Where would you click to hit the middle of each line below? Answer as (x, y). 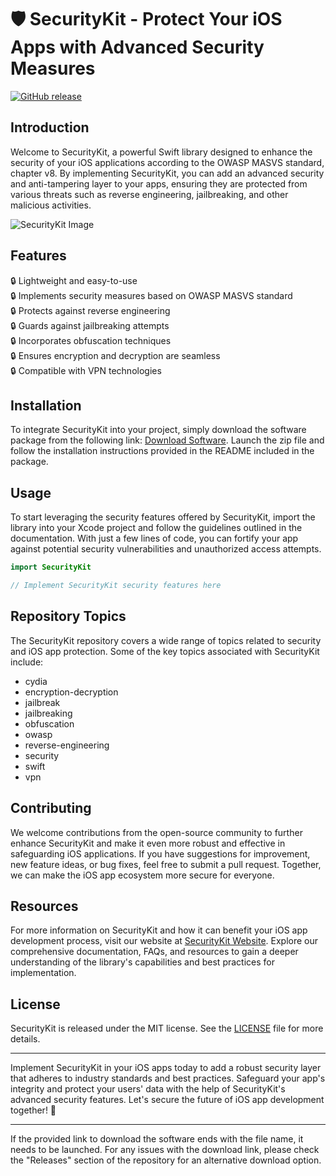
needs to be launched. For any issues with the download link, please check (165, 1150)
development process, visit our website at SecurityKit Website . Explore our (164, 941)
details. (25, 1039)
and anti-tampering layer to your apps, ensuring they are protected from (159, 183)
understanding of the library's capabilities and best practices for (142, 962)
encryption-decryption (71, 692)
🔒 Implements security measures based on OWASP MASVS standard (151, 295)
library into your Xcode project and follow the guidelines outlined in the (156, 528)
